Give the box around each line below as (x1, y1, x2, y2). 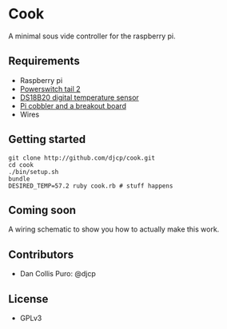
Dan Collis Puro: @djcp (19, 269, 96, 279)
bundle (8, 175, 30, 183)
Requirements (8, 54, 80, 68)
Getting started (8, 133, 86, 146)
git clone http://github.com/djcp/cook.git (8, 153, 156, 162)
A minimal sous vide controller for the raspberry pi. (8, 31, 176, 41)
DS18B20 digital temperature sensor (19, 93, 140, 102)
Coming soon (8, 203, 77, 216)
